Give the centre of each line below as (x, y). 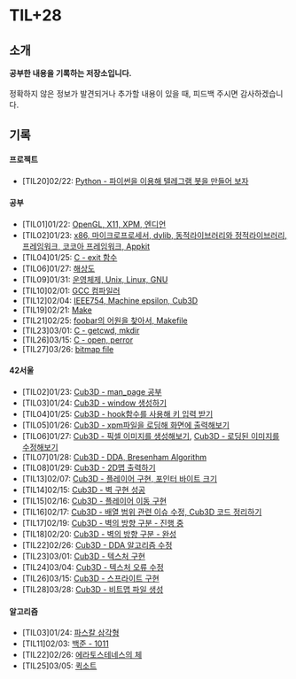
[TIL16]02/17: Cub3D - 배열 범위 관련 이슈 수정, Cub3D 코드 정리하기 (142, 512)
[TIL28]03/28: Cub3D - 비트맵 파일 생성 (93, 589)
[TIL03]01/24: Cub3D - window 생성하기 (94, 403)
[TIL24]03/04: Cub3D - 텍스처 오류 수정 (93, 567)
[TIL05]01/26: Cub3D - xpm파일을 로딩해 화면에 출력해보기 (126, 425)
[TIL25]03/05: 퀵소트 (59, 666)
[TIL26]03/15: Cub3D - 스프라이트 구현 (90, 578)
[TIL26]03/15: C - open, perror (78, 339)
